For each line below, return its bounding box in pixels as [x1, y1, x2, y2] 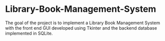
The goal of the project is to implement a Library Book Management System [5, 20, 161, 26]
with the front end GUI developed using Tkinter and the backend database [5, 25, 158, 31]
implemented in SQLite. [5, 30, 53, 36]
